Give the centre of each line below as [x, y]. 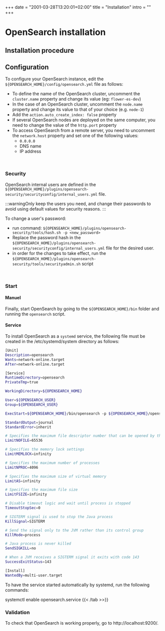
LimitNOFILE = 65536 [24, 441]
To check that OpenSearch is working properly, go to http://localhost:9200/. [82, 623]
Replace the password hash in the [46, 237]
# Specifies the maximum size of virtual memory [56, 476]
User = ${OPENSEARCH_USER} [30, 400]
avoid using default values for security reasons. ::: [56, 209]
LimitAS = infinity [23, 481]
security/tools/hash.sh [37, 233]
